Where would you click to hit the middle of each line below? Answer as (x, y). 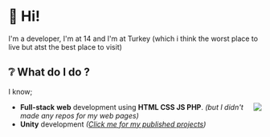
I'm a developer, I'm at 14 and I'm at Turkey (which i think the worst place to (133, 38)
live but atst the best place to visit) (65, 46)
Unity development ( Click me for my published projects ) (113, 124)
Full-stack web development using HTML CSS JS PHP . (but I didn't (131, 107)
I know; (20, 91)
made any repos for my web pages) (79, 115)
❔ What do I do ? (49, 73)
